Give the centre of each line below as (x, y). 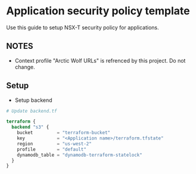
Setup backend (33, 100)
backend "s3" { (30, 127)
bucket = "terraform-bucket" (64, 133)
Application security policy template (98, 11)
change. (25, 67)
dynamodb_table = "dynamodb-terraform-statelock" (80, 155)
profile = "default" (52, 149)
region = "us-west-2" (55, 144)
